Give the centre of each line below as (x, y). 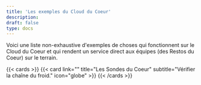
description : (22, 17)
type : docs (20, 28)
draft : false (22, 23)
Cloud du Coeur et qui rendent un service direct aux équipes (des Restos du (100, 52)
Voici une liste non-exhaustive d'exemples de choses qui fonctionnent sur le (100, 45)
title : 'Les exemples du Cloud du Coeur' (59, 12)
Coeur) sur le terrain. (32, 58)
